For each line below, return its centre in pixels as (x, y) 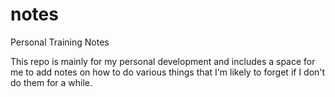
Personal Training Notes (60, 42)
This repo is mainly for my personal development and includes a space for (163, 61)
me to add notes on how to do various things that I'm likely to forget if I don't (168, 72)
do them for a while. (51, 82)
